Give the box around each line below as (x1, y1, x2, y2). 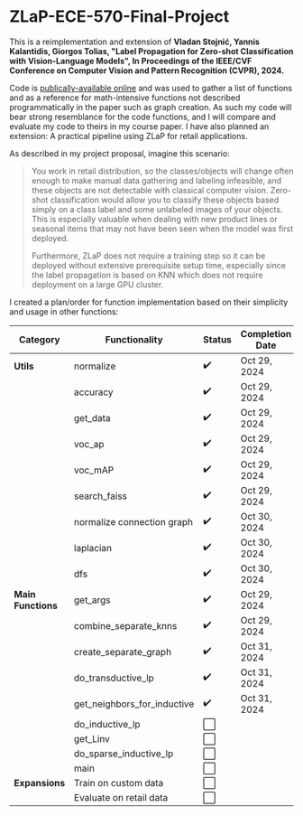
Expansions (14, 776, 66, 789)
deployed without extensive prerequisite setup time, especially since (31, 259, 287, 270)
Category (18, 333, 60, 345)
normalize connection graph (73, 515, 194, 528)
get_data (73, 411, 111, 424)
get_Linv (73, 732, 110, 745)
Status (202, 333, 233, 345)
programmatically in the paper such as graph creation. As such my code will (9, 101, 292, 112)
